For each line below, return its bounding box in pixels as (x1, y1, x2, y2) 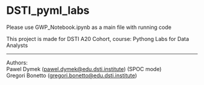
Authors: (6, 58, 28, 66)
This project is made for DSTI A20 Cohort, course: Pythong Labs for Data (6, 35, 189, 42)
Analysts (6, 42, 29, 49)
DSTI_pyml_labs (6, 4, 90, 17)
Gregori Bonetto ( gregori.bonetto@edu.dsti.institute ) (6, 72, 138, 79)
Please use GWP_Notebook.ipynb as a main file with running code (6, 24, 172, 31)
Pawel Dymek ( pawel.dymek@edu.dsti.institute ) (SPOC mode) (6, 65, 162, 72)
